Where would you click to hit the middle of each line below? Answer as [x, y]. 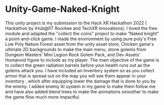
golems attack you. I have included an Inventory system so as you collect [80, 70]
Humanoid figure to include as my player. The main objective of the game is [82, 60]
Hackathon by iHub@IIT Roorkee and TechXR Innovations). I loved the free [81, 28]
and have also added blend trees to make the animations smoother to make [82, 92]
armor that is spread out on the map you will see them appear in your [76, 76]
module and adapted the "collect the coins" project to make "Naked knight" [82, 33]
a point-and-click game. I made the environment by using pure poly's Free [81, 39]
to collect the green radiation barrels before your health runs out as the [78, 65]
